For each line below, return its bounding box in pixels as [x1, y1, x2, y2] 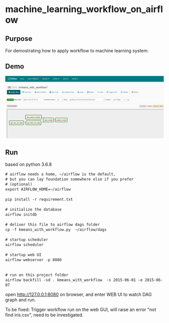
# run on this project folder [5, 273, 69, 278]
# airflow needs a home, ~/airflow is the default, [5, 172, 116, 177]
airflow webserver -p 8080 [5, 257, 62, 263]
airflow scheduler [5, 242, 44, 247]
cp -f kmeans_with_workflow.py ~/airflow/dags [5, 227, 107, 232]
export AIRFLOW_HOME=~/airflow [5, 187, 71, 192]
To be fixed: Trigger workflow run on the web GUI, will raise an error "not [5, 306, 156, 313]
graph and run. [5, 297, 36, 303]
